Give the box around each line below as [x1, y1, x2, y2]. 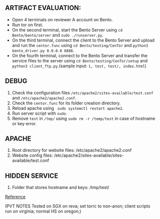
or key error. [12, 120, 37, 126]
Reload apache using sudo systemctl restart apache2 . [12, 105, 124, 111]
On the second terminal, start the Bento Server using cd [12, 27, 123, 33]
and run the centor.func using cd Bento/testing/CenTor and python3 [12, 42, 148, 48]
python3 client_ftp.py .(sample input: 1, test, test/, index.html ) [12, 63, 146, 69]
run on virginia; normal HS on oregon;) [5, 208, 82, 214]
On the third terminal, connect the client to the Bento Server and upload [12, 37, 155, 43]
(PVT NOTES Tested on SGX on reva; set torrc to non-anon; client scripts [5, 203, 151, 209]
